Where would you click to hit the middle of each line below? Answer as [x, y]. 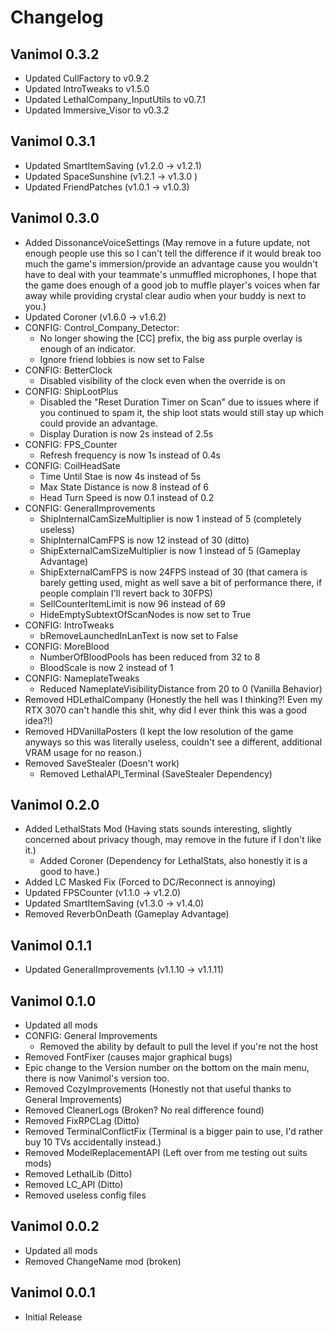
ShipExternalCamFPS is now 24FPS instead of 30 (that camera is [173, 572]
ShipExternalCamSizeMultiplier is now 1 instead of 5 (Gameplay [170, 550]
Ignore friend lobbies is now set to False [122, 359]
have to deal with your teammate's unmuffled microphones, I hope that [170, 274]
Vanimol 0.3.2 [55, 54]
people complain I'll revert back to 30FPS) [126, 593]
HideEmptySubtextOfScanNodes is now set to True [145, 614]
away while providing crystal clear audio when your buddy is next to [165, 295]
